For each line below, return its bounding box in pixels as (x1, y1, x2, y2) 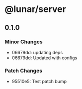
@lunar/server (4, 3, 67, 15)
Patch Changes (4, 67, 43, 74)
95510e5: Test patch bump (11, 79, 67, 85)
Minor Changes (4, 38, 43, 45)
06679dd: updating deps (11, 49, 63, 55)
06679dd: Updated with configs (11, 55, 78, 61)
